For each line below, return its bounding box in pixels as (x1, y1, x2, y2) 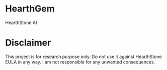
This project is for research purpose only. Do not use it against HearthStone (5, 53, 162, 59)
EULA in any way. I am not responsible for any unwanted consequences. (5, 58, 155, 65)
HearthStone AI (5, 19, 37, 25)
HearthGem (5, 3, 55, 14)
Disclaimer (5, 37, 51, 48)
